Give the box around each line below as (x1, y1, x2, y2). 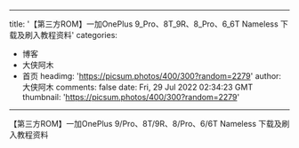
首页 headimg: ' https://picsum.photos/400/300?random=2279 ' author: (21, 71, 282, 81)
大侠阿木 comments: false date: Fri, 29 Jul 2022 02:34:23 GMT (21, 82, 254, 92)
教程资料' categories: (39, 30, 118, 40)
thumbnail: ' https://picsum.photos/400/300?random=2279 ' (21, 92, 240, 102)
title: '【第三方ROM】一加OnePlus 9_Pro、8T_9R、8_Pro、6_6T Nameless (9, 19, 279, 29)
